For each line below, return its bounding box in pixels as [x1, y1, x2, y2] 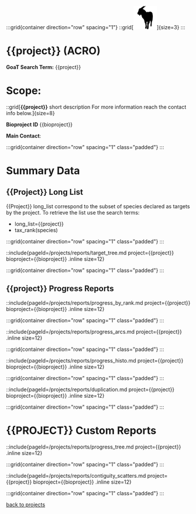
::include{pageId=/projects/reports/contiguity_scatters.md [6, 472, 146, 479]
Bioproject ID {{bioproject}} [6, 120, 73, 128]
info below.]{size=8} [6, 109, 55, 116]
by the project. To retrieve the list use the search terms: [6, 209, 140, 216]
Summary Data [6, 164, 80, 178]
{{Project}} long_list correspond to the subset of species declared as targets [6, 202, 190, 210]
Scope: [6, 84, 42, 98]
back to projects [6, 501, 46, 508]
